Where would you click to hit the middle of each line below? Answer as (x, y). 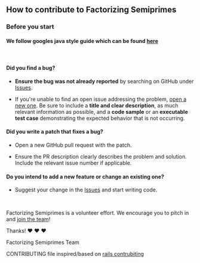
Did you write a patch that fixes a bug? (55, 132)
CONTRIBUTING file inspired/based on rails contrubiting (75, 254)
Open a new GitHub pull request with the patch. (73, 145)
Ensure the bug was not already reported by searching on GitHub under (104, 81)
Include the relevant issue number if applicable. (73, 163)
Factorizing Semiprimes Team (43, 242)
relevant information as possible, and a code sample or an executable (101, 112)
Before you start (30, 27)
